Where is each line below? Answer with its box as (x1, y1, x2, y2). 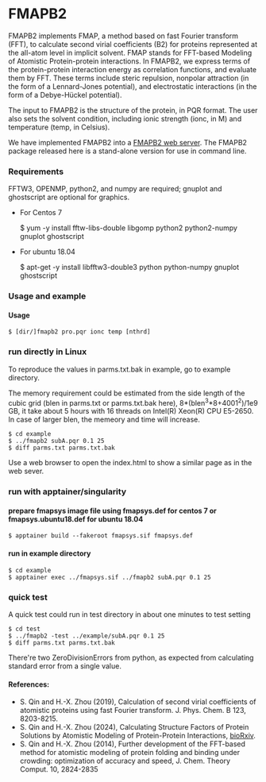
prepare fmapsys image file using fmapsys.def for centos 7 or (8, 506, 217, 515)
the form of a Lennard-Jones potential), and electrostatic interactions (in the (8, 81, 257, 91)
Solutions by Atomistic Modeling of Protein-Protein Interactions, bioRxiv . (19, 731, 256, 741)
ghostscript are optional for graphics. (8, 192, 129, 202)
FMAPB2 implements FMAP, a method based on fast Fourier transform (8, 31, 239, 40)
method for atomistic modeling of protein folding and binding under (19, 748, 241, 757)
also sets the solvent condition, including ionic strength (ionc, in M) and (8, 114, 242, 123)
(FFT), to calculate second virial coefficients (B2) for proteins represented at (8, 39, 258, 48)
